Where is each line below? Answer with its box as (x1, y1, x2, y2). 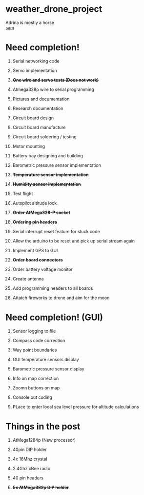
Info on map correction (12, 375, 59, 381)
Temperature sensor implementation (12, 172, 89, 177)
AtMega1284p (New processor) (12, 437, 76, 443)
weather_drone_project (5, 3, 103, 15)
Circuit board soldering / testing (12, 133, 77, 140)
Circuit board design (12, 115, 54, 121)
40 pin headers (12, 475, 43, 481)
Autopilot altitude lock (12, 200, 57, 206)
